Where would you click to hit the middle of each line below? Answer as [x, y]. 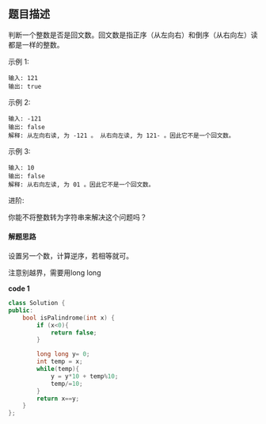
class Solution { [37, 304]
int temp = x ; [60, 362]
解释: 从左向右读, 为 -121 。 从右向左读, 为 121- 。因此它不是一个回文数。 [122, 136]
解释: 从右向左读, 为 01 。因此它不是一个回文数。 [82, 185]
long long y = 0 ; [63, 354]
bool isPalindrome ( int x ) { [68, 318]
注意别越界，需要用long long [55, 273]
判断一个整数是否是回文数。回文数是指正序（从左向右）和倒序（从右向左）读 [133, 35]
